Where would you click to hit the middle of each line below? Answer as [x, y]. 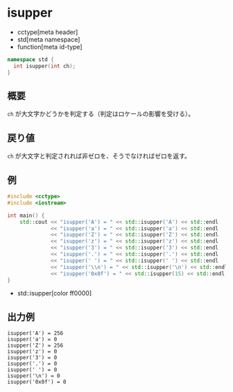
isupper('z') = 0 [32, 352]
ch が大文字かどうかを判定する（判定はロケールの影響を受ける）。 [101, 114]
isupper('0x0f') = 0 [37, 382]
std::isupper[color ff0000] [54, 293]
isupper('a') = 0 [32, 340]
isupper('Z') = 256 [35, 345]
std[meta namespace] [49, 39]
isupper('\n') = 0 [34, 376]
